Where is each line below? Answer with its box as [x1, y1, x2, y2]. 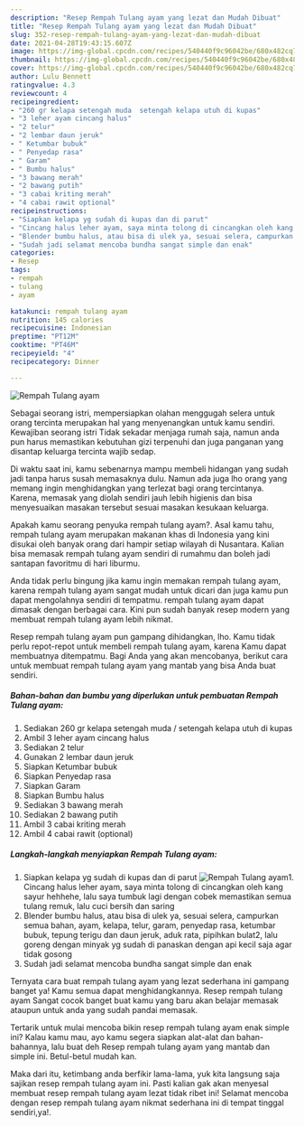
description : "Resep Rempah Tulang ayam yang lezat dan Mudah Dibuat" [10, 13, 281, 23]
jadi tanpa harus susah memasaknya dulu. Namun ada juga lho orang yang [10, 473, 288, 483]
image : [10, 47, 35, 56]
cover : [10, 64, 35, 73]
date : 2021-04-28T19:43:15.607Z [10, 38, 132, 48]
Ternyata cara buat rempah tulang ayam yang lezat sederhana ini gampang [10, 975, 290, 986]
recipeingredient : [10, 97, 79, 107]
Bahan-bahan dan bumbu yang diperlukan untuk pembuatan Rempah [10, 690, 279, 701]
